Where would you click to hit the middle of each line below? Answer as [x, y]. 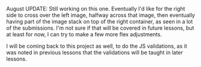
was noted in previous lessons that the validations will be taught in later [95, 53]
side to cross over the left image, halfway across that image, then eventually [101, 15]
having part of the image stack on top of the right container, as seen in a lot [100, 21]
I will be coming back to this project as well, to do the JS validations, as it [97, 46]
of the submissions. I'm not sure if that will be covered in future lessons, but [100, 28]
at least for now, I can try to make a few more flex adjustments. [84, 34]
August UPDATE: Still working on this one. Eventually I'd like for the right [96, 9]
